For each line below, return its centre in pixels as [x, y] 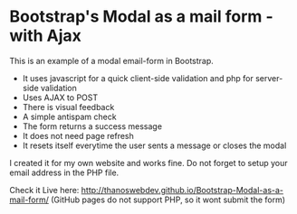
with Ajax [45, 36]
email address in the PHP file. [64, 172]
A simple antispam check [69, 116]
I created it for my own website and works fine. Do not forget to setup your [148, 163]
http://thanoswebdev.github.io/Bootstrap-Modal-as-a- [182, 190]
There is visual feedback [68, 107]
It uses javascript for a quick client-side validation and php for [138, 78]
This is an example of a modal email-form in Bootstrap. [112, 60]
